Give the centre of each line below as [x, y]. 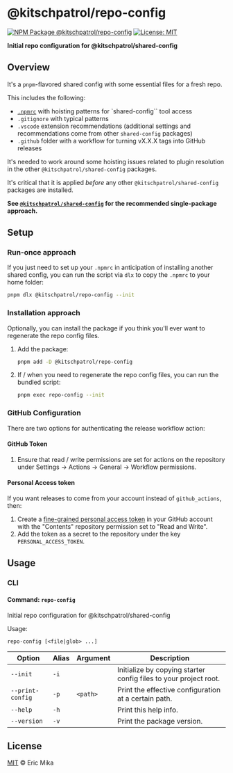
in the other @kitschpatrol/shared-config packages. [82, 169]
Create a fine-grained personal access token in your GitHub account [115, 519]
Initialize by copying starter [161, 670]
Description [170, 658]
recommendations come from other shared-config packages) [105, 133]
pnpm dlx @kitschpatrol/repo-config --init [71, 295]
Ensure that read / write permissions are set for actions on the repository [121, 459]
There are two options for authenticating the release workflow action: [106, 428]
